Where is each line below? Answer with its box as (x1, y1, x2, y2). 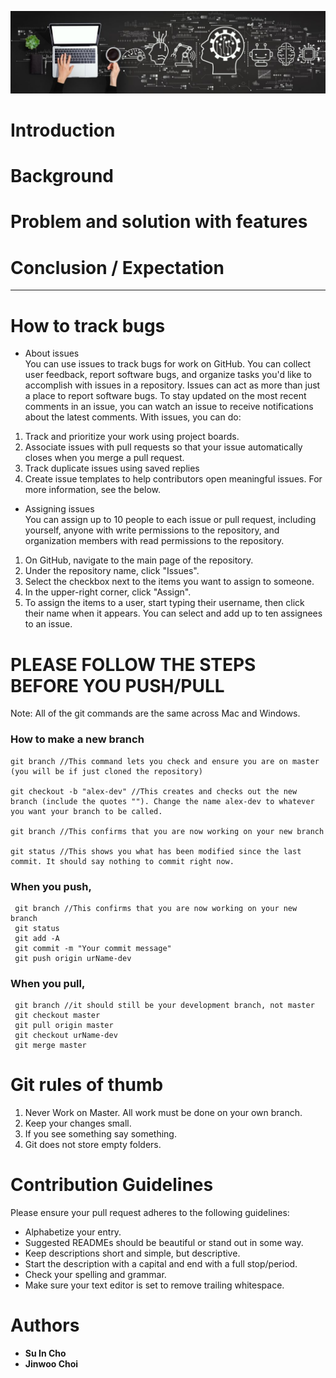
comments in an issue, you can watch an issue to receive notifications (24, 401, 314, 413)
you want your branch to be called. (10, 806, 163, 816)
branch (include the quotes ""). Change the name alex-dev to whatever (10, 796, 315, 806)
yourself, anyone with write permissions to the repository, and (24, 524, 280, 536)
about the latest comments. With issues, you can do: (24, 411, 242, 423)
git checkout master (14, 1011, 101, 1021)
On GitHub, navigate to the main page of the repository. (24, 554, 254, 566)
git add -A (14, 933, 60, 943)
